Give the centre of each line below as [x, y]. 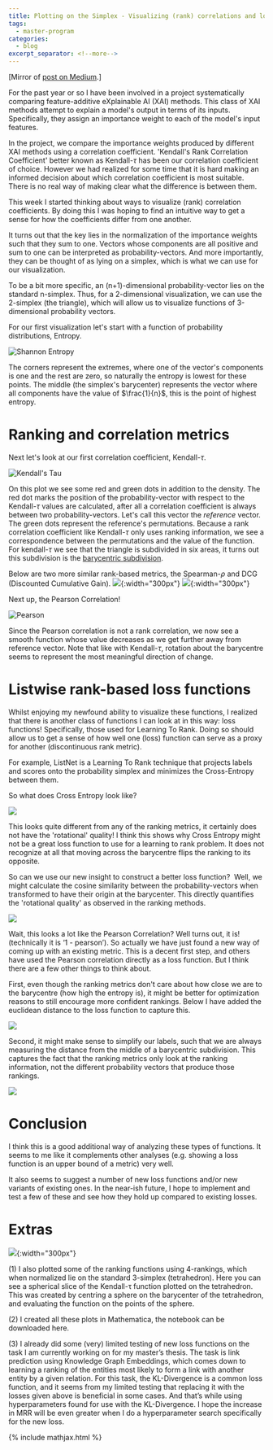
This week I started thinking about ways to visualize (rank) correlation [125, 202]
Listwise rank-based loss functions [130, 690]
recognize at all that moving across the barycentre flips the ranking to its [130, 852]
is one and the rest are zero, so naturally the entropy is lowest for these [128, 376]
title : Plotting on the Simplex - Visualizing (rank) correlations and [132, 16]
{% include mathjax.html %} [55, 1437]
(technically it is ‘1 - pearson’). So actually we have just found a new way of [134, 942]
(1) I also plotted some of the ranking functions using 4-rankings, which [128, 1269]
